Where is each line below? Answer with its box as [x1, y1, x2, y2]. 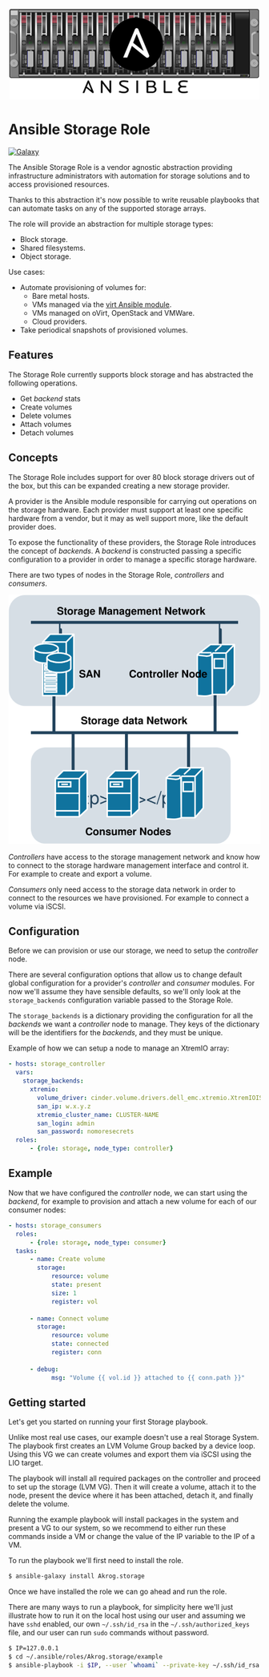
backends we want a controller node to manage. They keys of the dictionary [8, 1019, 260, 1029]
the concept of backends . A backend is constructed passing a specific [8, 546, 242, 555]
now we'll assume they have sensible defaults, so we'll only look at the [8, 987, 242, 997]
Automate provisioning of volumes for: [19, 282, 147, 292]
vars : [15, 1069, 34, 1077]
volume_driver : [37, 1094, 88, 1102]
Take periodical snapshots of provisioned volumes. [19, 325, 188, 335]
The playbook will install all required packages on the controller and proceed [8, 1473, 261, 1483]
